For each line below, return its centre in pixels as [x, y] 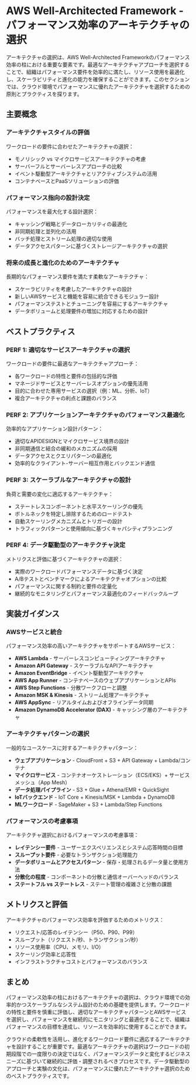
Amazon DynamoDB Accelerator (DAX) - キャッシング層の [86, 710]
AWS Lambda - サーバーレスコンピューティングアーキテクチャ [90, 658]
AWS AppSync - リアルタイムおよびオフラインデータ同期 [84, 702]
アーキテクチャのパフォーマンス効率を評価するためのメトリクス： [85, 920]
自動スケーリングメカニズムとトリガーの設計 [68, 521]
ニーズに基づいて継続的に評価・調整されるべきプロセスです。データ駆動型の [98, 1061]
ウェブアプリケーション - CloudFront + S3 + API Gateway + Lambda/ [97, 760]
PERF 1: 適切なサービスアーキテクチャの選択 [68, 350]
